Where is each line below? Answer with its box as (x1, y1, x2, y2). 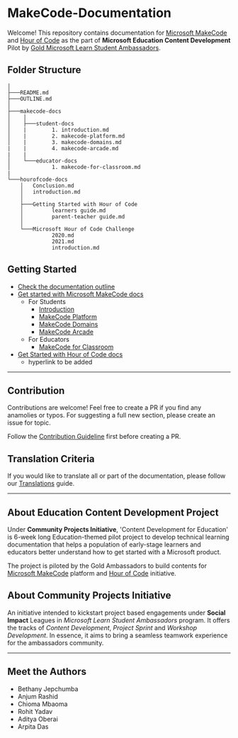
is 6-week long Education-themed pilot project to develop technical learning (7, 533, 229, 541)
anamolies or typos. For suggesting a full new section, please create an (7, 411, 216, 420)
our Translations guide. (7, 479, 75, 488)
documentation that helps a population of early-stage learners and (7, 540, 202, 549)
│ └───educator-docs (7, 157, 78, 164)
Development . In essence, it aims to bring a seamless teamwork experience (7, 631, 228, 639)
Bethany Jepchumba (17, 684, 79, 693)
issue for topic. (7, 418, 51, 427)
